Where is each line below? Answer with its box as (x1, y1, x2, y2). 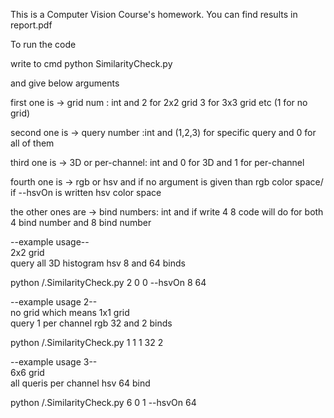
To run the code (10, 39, 77, 50)
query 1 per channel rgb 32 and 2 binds (10, 317, 173, 329)
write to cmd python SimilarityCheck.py (10, 58, 173, 69)
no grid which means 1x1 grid (10, 307, 130, 318)
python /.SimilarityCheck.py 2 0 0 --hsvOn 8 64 (10, 277, 207, 288)
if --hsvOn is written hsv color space (10, 187, 162, 198)
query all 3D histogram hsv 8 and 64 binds (10, 257, 186, 269)
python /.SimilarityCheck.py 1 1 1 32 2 (10, 337, 164, 348)
